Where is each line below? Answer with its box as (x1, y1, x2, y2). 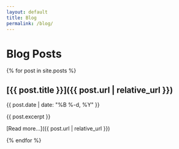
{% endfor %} (6, 137, 42, 144)
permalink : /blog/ (6, 20, 53, 26)
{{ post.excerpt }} (6, 113, 51, 120)
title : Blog (6, 15, 37, 21)
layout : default (6, 9, 48, 15)
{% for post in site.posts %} (6, 67, 77, 74)
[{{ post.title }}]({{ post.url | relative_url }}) (6, 85, 173, 95)
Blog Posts (6, 47, 63, 61)
